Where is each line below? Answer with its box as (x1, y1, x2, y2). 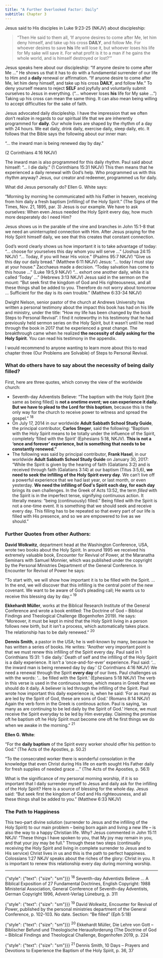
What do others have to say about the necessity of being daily (5, 362, 154, 369)
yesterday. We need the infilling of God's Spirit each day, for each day (12, 482, 155, 488)
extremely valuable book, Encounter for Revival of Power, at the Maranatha (5, 552, 155, 558)
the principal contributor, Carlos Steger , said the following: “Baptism (12, 426, 149, 431)
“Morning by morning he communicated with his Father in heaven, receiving (5, 193, 157, 199)
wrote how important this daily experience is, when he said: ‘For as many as (5, 691, 157, 696)
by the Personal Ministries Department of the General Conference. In (5, 562, 143, 568)
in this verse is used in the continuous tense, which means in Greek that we (5, 680, 156, 686)
